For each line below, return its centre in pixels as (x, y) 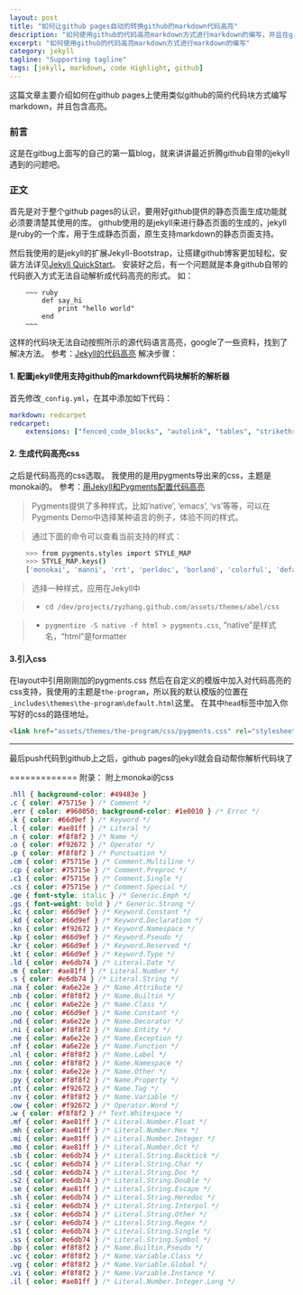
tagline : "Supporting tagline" (68, 60)
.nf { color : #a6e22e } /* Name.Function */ (94, 1047)
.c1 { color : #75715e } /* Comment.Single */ (96, 878)
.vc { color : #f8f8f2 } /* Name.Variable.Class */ (106, 1256)
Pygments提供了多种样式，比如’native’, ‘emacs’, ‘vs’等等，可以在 (151, 506)
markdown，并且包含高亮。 (61, 106)
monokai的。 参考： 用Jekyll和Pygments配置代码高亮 (107, 486)
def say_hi (62, 301)
